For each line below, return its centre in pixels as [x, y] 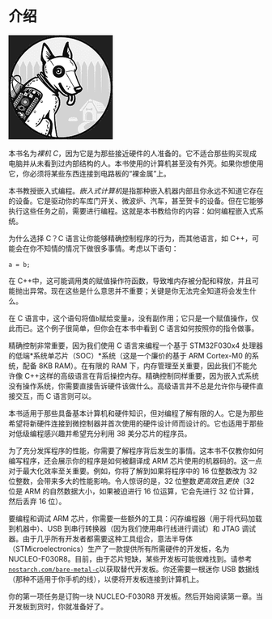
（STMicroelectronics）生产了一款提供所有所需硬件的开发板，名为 [119, 549]
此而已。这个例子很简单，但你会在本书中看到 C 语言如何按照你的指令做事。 [134, 328]
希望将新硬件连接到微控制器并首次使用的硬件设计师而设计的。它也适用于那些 [136, 423]
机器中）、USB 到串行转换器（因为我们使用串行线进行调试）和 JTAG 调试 [136, 528]
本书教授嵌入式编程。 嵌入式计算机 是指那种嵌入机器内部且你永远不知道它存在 [136, 190]
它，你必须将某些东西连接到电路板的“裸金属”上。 [90, 173]
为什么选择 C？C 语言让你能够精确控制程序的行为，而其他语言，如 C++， [130, 238]
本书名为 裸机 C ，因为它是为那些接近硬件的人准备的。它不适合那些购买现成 [133, 153]
